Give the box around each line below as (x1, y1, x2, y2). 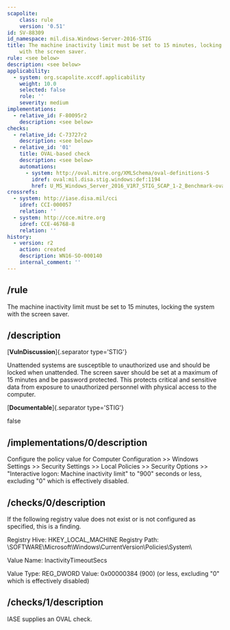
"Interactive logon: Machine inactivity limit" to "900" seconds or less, (7, 469, 202, 478)
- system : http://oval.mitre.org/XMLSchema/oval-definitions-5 (25, 170, 210, 176)
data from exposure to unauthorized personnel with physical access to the (7, 383, 217, 391)
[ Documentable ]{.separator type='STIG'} (7, 404, 125, 412)
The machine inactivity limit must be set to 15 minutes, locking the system (7, 303, 215, 311)
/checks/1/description (7, 596, 104, 608)
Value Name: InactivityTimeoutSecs (7, 557, 107, 564)
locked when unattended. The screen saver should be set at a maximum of (7, 369, 218, 377)
